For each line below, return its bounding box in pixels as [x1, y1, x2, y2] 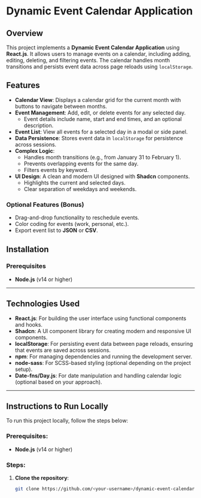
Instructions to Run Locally [6, 402, 109, 411]
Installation [6, 244, 49, 254]
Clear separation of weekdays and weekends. [23, 185, 137, 192]
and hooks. [14, 321, 43, 328]
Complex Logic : [14, 147, 55, 154]
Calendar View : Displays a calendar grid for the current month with [14, 96, 181, 103]
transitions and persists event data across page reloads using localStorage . [6, 63, 193, 70]
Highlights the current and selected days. [23, 179, 126, 186]
